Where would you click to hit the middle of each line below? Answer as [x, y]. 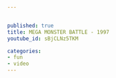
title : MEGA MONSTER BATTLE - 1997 [58, 32]
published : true [30, 26]
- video [18, 64]
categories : [24, 51]
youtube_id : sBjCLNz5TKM [43, 39]
